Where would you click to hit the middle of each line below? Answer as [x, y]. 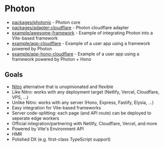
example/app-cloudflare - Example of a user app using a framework [81, 43]
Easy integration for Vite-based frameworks [56, 107]
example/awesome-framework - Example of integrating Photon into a [82, 33]
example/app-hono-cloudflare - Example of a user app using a [75, 54]
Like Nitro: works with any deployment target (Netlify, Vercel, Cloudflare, [85, 92]
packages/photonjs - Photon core [46, 22]
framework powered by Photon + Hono [52, 59]
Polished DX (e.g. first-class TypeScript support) [61, 139]
